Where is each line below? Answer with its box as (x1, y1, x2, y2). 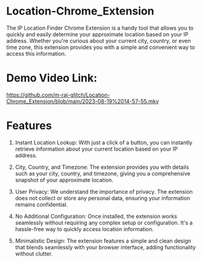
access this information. (6, 50, 67, 57)
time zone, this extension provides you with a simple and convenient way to (6, 44, 195, 51)
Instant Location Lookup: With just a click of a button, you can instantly (15, 139, 193, 146)
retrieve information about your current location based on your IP (15, 145, 178, 152)
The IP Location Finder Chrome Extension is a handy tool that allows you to (6, 24, 194, 31)
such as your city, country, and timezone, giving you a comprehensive (15, 169, 190, 177)
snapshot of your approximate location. (15, 176, 113, 183)
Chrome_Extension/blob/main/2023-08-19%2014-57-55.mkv (6, 97, 160, 105)
